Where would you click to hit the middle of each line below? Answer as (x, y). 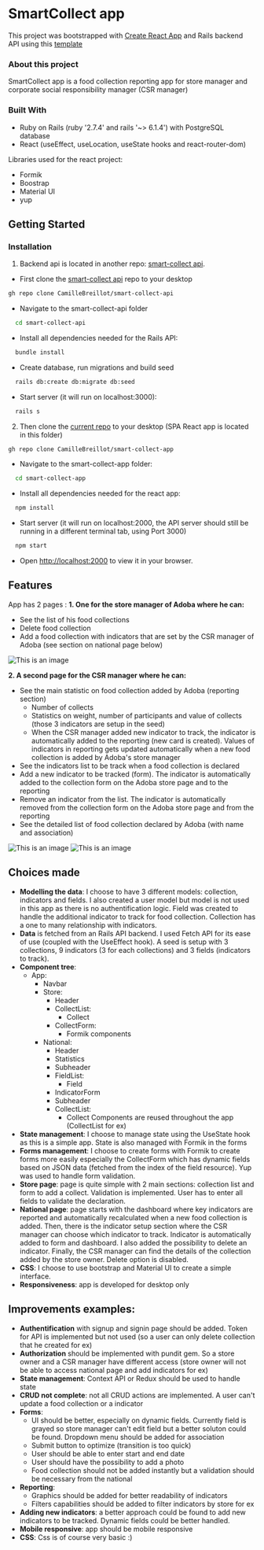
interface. (35, 1276)
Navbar (55, 984)
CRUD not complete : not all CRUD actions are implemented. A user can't (137, 1395)
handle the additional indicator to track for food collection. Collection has (137, 917)
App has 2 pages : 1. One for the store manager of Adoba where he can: (126, 604)
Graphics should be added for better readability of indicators (129, 1495)
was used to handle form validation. (77, 1175)
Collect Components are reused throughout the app (150, 1117)
